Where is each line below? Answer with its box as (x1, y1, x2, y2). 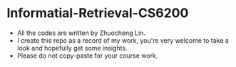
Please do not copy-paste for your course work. (16, 51, 158, 60)
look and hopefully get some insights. (16, 43, 128, 52)
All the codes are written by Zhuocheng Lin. (16, 29, 145, 37)
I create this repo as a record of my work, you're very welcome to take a (16, 36, 229, 44)
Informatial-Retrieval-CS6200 (6, 5, 189, 21)
